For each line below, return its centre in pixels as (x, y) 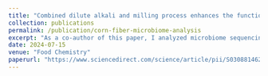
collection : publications (51, 23)
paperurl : (25, 60)
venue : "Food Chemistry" (49, 52)
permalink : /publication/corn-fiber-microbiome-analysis (105, 30)
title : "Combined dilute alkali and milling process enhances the (121, 15)
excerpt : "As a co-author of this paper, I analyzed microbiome (117, 38)
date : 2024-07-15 (37, 45)
